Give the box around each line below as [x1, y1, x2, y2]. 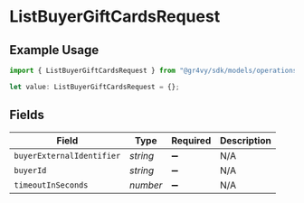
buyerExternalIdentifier [14, 151, 121, 161]
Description [220, 134, 271, 146]
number [129, 179, 163, 191]
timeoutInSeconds [14, 180, 89, 190]
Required [171, 134, 212, 146]
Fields [9, 107, 45, 123]
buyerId [14, 165, 47, 175]
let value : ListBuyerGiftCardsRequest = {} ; [9, 82, 180, 91]
